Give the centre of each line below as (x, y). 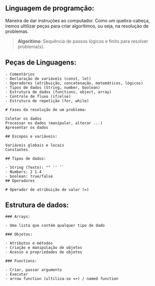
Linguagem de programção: (50, 8)
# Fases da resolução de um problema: (46, 110)
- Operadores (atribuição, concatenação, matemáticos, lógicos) (74, 83)
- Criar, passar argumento (34, 270)
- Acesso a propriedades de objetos (44, 252)
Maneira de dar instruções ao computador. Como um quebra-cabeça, (77, 20)
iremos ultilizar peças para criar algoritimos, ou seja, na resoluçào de (77, 26)
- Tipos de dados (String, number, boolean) (53, 87)
